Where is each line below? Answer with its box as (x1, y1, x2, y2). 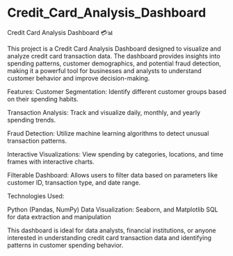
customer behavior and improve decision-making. (7, 74, 150, 82)
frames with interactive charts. (7, 157, 95, 166)
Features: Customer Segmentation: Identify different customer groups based (7, 87, 227, 95)
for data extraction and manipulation (7, 212, 111, 221)
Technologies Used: (7, 191, 65, 200)
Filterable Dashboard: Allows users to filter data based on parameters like (7, 170, 218, 179)
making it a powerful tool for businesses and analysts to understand (7, 66, 202, 74)
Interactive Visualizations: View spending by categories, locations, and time (7, 150, 224, 158)
